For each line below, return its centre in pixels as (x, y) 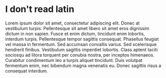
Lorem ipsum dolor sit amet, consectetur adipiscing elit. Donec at (72, 23)
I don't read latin (40, 9)
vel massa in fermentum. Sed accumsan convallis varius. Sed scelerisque (81, 44)
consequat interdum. (27, 70)
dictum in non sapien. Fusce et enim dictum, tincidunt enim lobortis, (75, 33)
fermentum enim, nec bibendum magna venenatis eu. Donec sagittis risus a (83, 65)
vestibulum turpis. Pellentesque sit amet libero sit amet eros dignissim (77, 28)
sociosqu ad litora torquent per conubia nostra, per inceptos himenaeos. (80, 55)
